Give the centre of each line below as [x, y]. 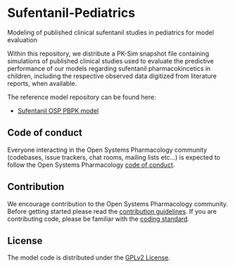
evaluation [22, 39]
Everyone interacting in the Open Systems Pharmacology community [107, 150]
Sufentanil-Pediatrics [71, 13]
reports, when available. [42, 83]
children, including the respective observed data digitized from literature [112, 76]
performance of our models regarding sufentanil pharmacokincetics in [109, 68]
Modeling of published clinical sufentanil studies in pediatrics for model [111, 32]
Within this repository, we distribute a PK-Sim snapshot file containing [108, 53]
